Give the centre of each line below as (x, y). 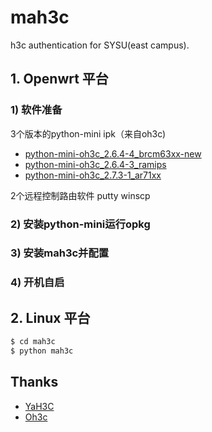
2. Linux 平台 (50, 317)
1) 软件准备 (36, 110)
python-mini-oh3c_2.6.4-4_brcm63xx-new (113, 153)
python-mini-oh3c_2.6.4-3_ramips (95, 164)
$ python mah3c (42, 351)
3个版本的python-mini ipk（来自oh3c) (88, 133)
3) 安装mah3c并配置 (60, 253)
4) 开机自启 (37, 283)
